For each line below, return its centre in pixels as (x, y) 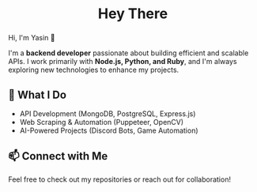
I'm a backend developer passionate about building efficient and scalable (128, 53)
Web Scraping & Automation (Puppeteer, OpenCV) (102, 122)
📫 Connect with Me (58, 156)
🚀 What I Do (38, 94)
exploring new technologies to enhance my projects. (94, 70)
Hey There (133, 14)
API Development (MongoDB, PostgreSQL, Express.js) (108, 113)
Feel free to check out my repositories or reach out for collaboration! (120, 179)
